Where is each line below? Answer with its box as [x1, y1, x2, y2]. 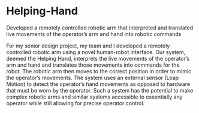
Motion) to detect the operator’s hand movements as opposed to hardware [6, 80, 191, 88]
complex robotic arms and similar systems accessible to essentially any [6, 93, 183, 100]
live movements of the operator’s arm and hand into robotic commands [6, 30, 182, 37]
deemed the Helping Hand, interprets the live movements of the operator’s [6, 55, 190, 62]
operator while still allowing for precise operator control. [6, 99, 145, 106]
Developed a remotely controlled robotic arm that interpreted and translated [6, 24, 194, 31]
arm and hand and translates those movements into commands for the [6, 61, 180, 69]
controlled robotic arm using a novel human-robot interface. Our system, [6, 48, 186, 55]
